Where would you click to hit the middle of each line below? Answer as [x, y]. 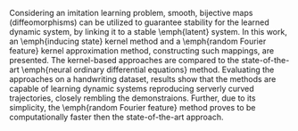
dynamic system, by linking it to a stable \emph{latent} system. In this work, [148, 32]
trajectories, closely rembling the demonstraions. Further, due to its [132, 98]
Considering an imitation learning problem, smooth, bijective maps [131, 13]
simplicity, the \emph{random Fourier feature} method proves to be [132, 107]
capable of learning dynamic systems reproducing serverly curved [132, 89]
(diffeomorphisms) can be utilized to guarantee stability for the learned [139, 22]
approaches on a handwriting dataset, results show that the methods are [143, 79]
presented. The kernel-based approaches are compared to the [124, 60]
